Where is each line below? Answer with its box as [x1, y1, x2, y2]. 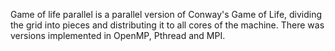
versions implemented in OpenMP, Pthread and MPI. [10, 30, 226, 41]
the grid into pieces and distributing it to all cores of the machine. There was [10, 19, 325, 31]
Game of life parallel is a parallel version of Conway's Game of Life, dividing [10, 9, 323, 20]
